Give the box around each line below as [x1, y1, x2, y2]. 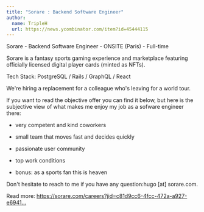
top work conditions [15, 157, 66, 164]
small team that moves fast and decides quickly [15, 133, 135, 141]
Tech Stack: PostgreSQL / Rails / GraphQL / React [6, 73, 131, 80]
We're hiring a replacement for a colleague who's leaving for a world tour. [6, 85, 191, 92]
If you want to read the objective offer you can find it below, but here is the [6, 97, 194, 104]
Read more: [6, 192, 35, 200]
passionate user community [15, 145, 85, 153]
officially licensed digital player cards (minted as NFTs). [6, 61, 146, 68]
